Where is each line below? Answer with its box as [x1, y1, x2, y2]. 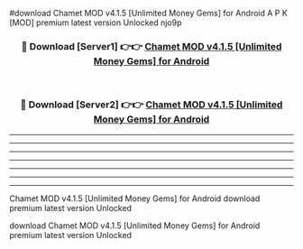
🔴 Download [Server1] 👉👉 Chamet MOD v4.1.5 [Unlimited [21, 40, 282, 52]
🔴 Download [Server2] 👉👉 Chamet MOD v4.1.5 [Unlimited [20, 98, 283, 111]
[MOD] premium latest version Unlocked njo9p [9, 17, 182, 28]
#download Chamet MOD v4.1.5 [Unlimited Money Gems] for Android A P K [9, 8, 289, 18]
